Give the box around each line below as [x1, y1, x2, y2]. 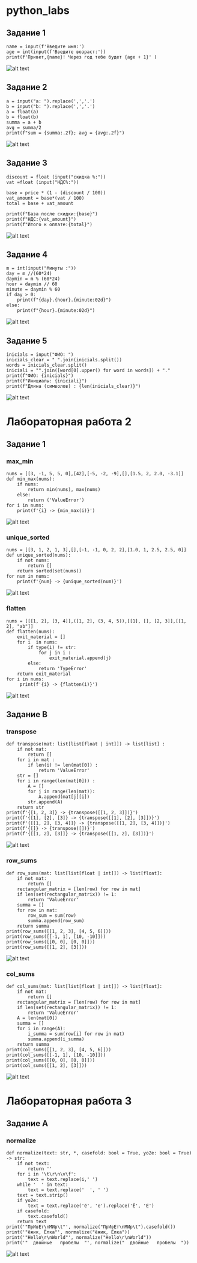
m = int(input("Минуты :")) [6, 265, 77, 271]
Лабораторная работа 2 [6, 415, 132, 429]
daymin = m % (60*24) [6, 276, 61, 282]
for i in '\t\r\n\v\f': [17, 1171, 77, 1177]
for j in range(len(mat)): [28, 788, 95, 795]
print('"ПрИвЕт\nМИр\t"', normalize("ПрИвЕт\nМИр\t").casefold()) [6, 1224, 176, 1230]
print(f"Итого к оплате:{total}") [6, 221, 93, 227]
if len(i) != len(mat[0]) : [28, 762, 98, 768]
